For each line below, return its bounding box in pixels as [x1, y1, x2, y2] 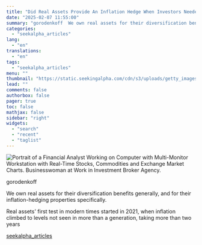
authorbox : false [6, 92, 50, 98]
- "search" [11, 126, 39, 132]
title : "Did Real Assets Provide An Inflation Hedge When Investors [6, 8, 182, 15]
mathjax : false [6, 109, 44, 115]
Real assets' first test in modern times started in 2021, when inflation [6, 208, 176, 215]
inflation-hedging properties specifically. [6, 196, 107, 203]
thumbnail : [6, 76, 34, 82]
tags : [6, 59, 20, 65]
